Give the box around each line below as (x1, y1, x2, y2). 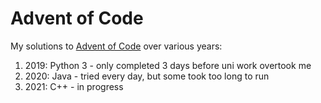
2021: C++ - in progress (24, 80, 124, 92)
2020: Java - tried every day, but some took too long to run (24, 70, 270, 82)
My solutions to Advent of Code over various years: (10, 40, 223, 52)
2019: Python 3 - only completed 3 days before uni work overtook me (24, 59, 312, 71)
